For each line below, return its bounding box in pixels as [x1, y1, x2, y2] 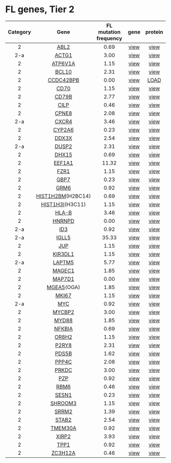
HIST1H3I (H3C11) [41, 200, 87, 208]
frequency [96, 35, 123, 42]
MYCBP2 [52, 308, 75, 316]
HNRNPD [52, 217, 75, 224]
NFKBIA [54, 325, 73, 332]
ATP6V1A [51, 60, 75, 67]
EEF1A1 [53, 159, 73, 166]
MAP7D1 [52, 275, 75, 282]
